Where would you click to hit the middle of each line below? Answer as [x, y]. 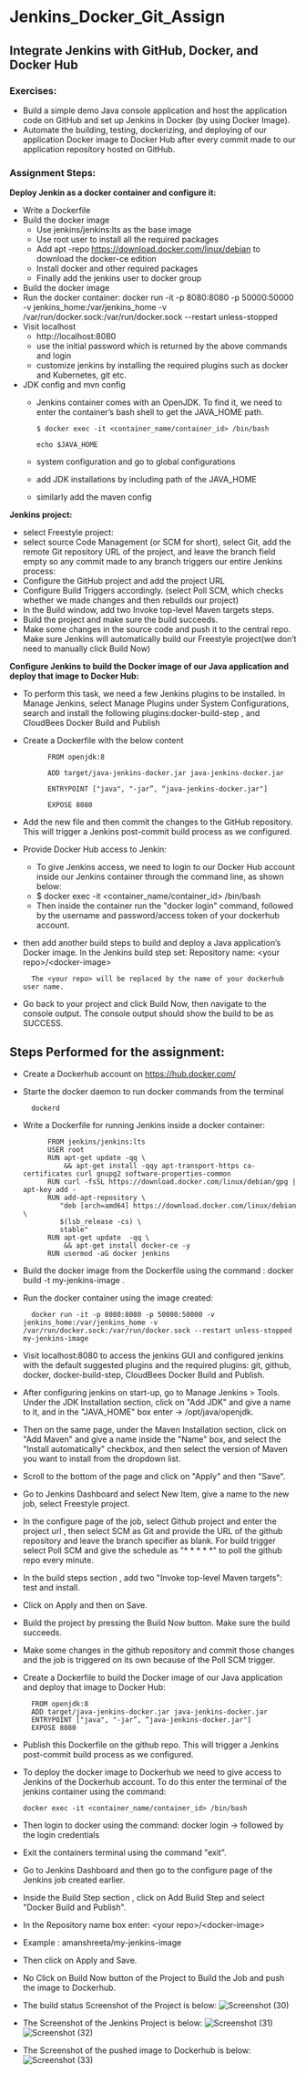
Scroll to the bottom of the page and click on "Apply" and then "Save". [154, 1476]
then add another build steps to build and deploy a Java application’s [152, 943]
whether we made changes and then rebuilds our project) [131, 600]
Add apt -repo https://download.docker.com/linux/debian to [148, 249]
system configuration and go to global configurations [136, 461]
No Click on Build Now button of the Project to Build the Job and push [153, 1977]
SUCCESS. [43, 1023]
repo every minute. [58, 1560]
